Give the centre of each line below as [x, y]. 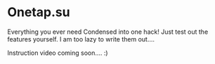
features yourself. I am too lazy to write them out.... [81, 39]
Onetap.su [39, 12]
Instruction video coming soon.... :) [58, 53]
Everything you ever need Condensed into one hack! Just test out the [108, 32]
